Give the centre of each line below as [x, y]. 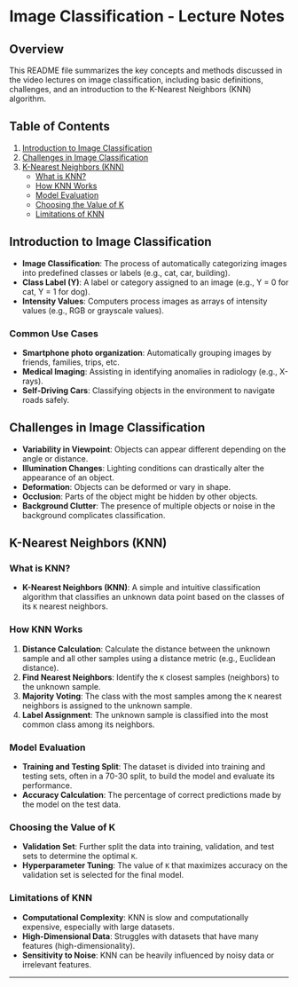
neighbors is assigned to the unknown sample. [107, 705]
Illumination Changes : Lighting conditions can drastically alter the [143, 468]
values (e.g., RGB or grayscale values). [93, 310]
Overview [37, 49]
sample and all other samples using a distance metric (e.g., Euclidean [149, 658]
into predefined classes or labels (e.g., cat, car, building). [126, 272]
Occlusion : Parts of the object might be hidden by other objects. [140, 496]
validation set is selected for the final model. [103, 875]
